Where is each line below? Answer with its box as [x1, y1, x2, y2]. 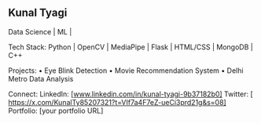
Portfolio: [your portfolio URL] [8, 106, 104, 115]
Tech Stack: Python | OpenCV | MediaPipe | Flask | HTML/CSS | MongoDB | [8, 42, 253, 52]
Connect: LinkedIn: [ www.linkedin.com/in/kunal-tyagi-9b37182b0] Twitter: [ [8, 89, 253, 99]
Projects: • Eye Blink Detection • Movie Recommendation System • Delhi [8, 66, 244, 75]
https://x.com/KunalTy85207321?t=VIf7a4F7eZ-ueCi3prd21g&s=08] [8, 97, 226, 107]
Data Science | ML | [8, 27, 72, 36]
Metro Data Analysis [8, 74, 74, 83]
